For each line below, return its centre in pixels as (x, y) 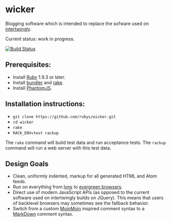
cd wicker (23, 122)
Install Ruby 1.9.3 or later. (39, 77)
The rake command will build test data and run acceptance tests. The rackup (86, 142)
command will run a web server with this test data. (58, 148)
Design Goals (27, 164)
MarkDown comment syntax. (43, 214)
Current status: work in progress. (40, 39)
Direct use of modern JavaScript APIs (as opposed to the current (81, 192)
